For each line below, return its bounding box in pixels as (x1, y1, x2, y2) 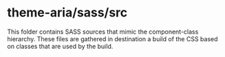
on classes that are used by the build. (7, 42, 114, 50)
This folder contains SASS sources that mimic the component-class (7, 27, 199, 36)
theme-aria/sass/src (7, 5, 128, 21)
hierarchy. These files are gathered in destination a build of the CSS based (7, 34, 218, 43)
